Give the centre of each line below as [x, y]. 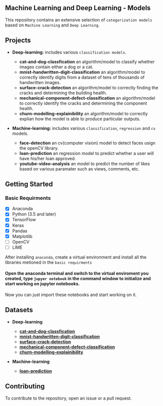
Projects [18, 40]
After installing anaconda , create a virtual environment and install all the [76, 257]
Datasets [19, 310]
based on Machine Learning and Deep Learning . [52, 25]
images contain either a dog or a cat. [56, 67]
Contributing [25, 386]
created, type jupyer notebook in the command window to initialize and [78, 278]
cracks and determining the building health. [63, 93]
